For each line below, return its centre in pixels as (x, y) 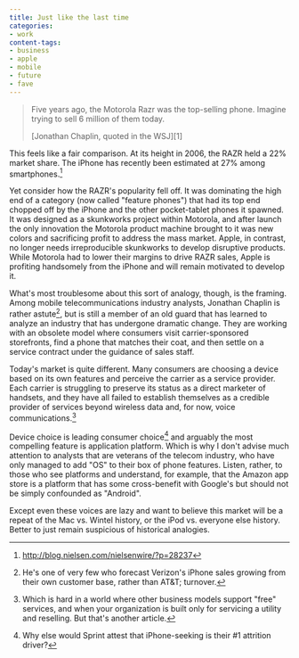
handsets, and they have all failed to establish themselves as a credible (139, 397)
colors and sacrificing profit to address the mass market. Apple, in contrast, (148, 238)
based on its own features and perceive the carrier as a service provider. (142, 378)
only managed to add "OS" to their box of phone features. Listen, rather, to (146, 465)
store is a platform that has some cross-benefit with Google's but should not (149, 484)
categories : (31, 26)
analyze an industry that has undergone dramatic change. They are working (148, 323)
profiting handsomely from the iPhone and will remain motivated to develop (147, 267)
